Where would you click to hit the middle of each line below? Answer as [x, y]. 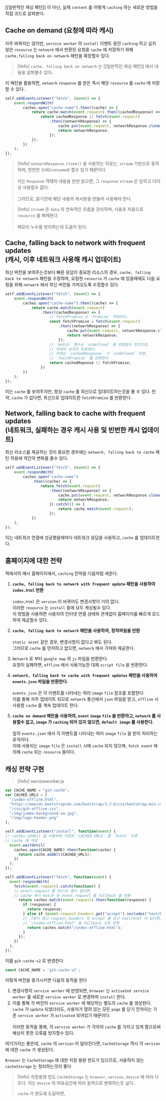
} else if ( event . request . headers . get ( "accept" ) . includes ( [85, 914]
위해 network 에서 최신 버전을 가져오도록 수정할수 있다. [67, 285]
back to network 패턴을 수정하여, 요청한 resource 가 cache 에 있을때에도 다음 [80, 278]
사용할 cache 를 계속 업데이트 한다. [45, 705]
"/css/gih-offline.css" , [35, 809]
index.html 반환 [28, 590]
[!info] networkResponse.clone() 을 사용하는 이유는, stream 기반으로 [83, 164]
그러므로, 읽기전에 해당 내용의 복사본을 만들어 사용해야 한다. [75, 199]
